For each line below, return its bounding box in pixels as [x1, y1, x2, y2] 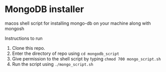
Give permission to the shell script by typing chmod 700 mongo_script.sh [12, 55, 161, 61]
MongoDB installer [5, 4, 84, 15]
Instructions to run [5, 35, 43, 41]
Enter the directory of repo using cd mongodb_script [12, 50, 119, 56]
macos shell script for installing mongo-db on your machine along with [5, 20, 151, 26]
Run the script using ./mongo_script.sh [12, 61, 94, 67]
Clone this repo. [12, 45, 45, 51]
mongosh [5, 25, 25, 31]
